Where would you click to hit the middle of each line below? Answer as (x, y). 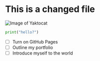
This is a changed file (50, 9)
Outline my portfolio (33, 47)
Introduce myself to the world (43, 53)
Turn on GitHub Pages (35, 41)
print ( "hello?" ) (22, 32)
